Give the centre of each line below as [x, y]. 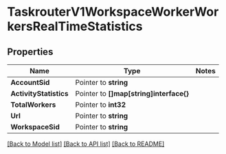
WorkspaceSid [35, 127]
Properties [30, 52]
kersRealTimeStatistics [75, 26]
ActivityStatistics [39, 93]
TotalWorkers [33, 105]
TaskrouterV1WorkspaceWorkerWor [113, 12]
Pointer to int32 [100, 105]
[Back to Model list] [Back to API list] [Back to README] [86, 144]
